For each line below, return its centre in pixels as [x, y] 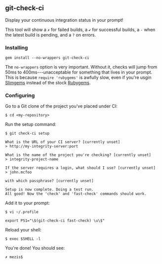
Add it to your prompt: [28, 203]
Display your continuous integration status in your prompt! [64, 20]
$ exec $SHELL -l [23, 239]
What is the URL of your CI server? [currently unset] [63, 142]
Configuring [20, 96]
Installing [17, 47]
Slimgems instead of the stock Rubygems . [48, 83]
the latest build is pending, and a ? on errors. [51, 35]
